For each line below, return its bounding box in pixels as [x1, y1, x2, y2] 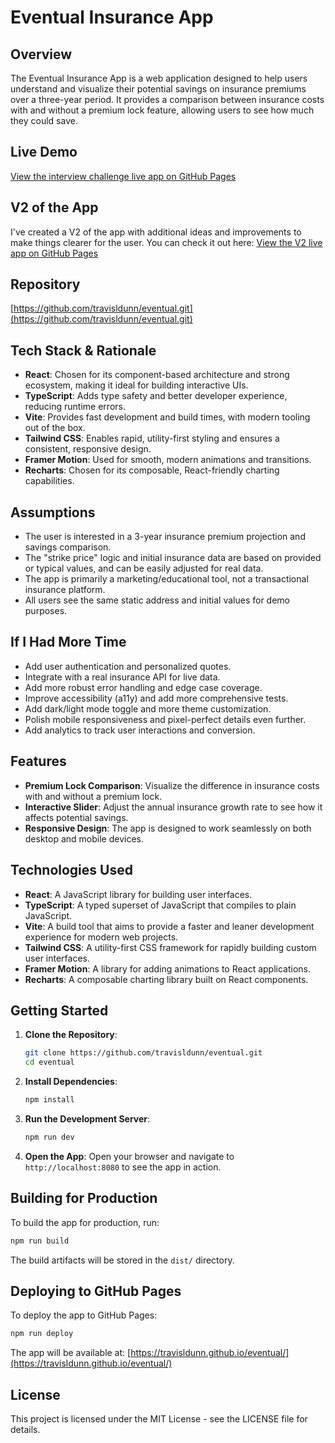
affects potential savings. [24, 811, 129, 823]
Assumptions [10, 504, 96, 521]
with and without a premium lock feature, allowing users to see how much [10, 104, 315, 116]
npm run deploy [10, 1329, 74, 1339]
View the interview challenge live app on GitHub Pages [10, 170, 237, 182]
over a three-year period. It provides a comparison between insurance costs [10, 94, 325, 105]
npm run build [10, 1236, 70, 1246]
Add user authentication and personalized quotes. [24, 660, 232, 672]
